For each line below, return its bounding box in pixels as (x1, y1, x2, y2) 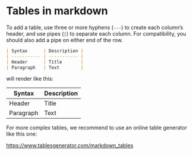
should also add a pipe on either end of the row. (6, 36, 124, 43)
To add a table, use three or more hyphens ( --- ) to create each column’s (6, 24, 183, 31)
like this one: (6, 131, 37, 138)
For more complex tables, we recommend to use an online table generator (6, 124, 187, 131)
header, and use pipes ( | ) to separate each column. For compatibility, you (6, 30, 186, 37)
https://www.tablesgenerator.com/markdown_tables (6, 142, 134, 149)
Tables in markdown (6, 4, 108, 18)
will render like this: (6, 75, 53, 83)
